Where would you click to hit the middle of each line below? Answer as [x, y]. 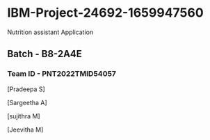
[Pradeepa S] [26, 89]
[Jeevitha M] [25, 130]
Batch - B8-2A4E [45, 54]
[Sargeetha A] [27, 102]
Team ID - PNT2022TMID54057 [62, 74]
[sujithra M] [24, 116]
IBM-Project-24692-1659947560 [105, 13]
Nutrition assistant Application [50, 32]
